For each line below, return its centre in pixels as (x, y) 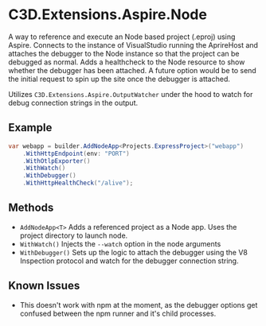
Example (30, 128)
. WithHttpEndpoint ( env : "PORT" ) (76, 153)
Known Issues (44, 286)
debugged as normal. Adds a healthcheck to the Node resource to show (127, 62)
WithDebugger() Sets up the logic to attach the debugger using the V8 (134, 252)
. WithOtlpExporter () (57, 161)
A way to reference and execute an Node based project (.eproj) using (122, 37)
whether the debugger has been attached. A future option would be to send (132, 70)
